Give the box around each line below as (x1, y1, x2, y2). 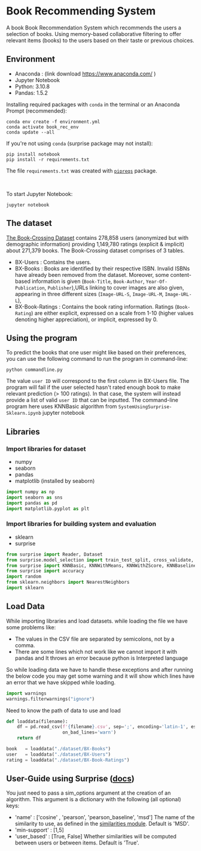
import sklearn (6, 585, 44, 591)
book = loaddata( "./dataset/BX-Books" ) (6, 746, 111, 752)
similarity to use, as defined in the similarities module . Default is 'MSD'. (14, 820, 190, 828)
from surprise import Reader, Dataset (6, 551, 103, 557)
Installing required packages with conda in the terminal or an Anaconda (6, 101, 180, 108)
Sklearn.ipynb (6, 411, 42, 417)
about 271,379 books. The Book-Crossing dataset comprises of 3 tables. (6, 247, 185, 254)
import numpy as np (6, 489, 55, 495)
